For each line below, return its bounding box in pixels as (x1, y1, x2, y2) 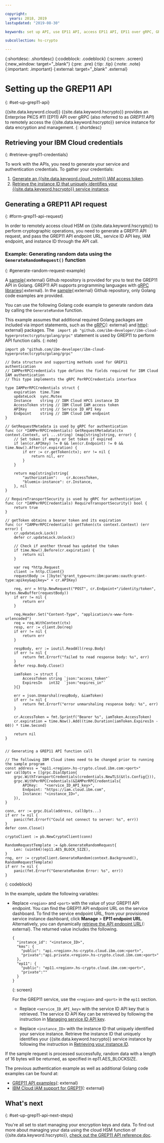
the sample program (5, 762, 45, 766)
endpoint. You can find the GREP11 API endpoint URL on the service (12, 905, 148, 911)
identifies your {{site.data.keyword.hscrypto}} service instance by (19, 1036, 152, 1042)
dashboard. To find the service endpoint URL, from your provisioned (12, 910, 150, 916)
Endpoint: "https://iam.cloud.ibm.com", (22, 787, 106, 792)
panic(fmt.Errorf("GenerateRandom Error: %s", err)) (14, 868, 123, 873)
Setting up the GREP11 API (5, 84, 112, 94)
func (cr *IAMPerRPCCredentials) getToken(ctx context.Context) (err (5, 522, 150, 527)
